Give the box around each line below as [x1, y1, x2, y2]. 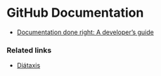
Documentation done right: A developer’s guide [16, 28, 154, 36]
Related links [6, 45, 52, 55]
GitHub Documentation [6, 5, 144, 21]
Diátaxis [16, 61, 41, 70]
